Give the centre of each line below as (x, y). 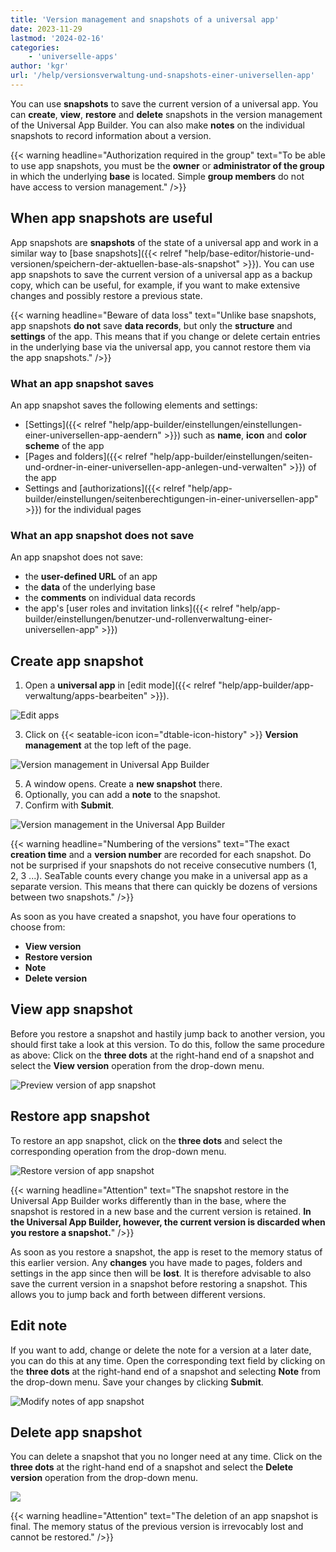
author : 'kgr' (40, 66)
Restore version (58, 957)
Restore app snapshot (80, 1116)
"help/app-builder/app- (266, 685)
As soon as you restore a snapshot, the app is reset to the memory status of (166, 1252)
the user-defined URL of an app (91, 577)
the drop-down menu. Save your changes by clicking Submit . (137, 1382)
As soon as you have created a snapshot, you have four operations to (153, 917)
